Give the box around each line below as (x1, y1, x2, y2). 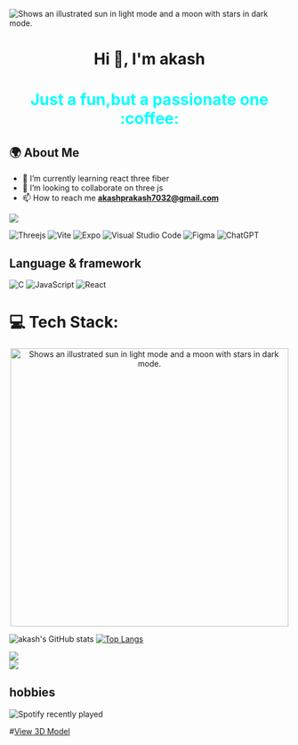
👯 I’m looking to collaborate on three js (21, 182, 164, 193)
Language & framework (9, 255, 142, 271)
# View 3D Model (9, 725, 71, 736)
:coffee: (119, 109, 180, 129)
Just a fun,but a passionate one (29, 90, 270, 110)
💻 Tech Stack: (9, 312, 119, 333)
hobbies (9, 685, 56, 700)
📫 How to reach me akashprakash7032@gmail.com (21, 192, 220, 204)
